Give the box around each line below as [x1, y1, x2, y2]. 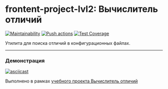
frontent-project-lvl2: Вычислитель [5, 3, 158, 15]
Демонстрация [5, 57, 45, 64]
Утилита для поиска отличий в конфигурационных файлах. [5, 40, 131, 46]
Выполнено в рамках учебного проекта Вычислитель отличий [5, 78, 138, 84]
